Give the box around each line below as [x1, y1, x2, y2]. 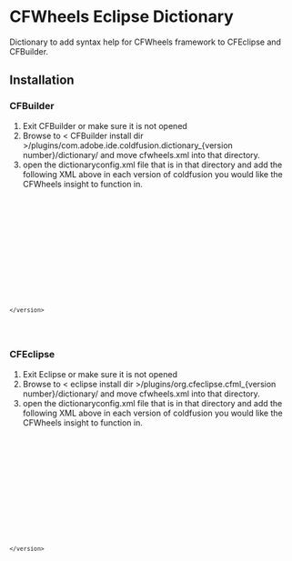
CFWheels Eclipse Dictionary [9, 6, 234, 27]
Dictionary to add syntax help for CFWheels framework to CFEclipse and [9, 36, 282, 47]
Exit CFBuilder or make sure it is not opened [22, 120, 188, 131]
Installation [9, 73, 75, 88]
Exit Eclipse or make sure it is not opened [22, 368, 177, 379]
